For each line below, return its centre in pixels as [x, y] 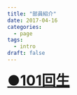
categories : [24, 27]
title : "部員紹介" [32, 14]
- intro [25, 46]
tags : [15, 40]
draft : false [26, 53]
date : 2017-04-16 [33, 20]
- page [23, 33]
